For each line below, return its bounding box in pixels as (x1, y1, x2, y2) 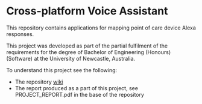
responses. (6, 30, 34, 37)
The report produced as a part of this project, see (14, 84, 139, 91)
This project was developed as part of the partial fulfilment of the (6, 42, 168, 49)
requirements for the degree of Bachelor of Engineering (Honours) (6, 48, 171, 55)
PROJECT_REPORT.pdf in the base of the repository (14, 91, 145, 98)
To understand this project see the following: (6, 66, 118, 73)
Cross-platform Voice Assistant (6, 4, 168, 18)
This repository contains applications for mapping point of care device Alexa (6, 24, 196, 31)
